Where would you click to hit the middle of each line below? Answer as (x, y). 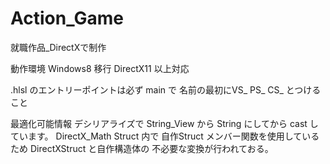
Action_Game (67, 18)
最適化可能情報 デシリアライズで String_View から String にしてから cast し (164, 123)
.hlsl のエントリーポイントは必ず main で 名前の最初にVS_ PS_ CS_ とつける (166, 89)
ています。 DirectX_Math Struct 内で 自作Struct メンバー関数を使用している (165, 136)
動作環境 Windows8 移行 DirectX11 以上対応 (100, 68)
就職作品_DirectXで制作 (58, 47)
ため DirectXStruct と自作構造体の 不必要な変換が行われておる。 (142, 148)
